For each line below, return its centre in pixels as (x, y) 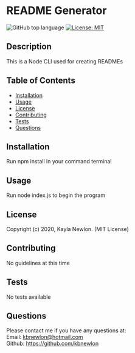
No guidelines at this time (38, 263)
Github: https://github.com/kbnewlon (53, 344)
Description (29, 47)
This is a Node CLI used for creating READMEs (65, 61)
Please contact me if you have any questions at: (66, 330)
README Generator (57, 11)
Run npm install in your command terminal (59, 162)
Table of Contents (41, 81)
